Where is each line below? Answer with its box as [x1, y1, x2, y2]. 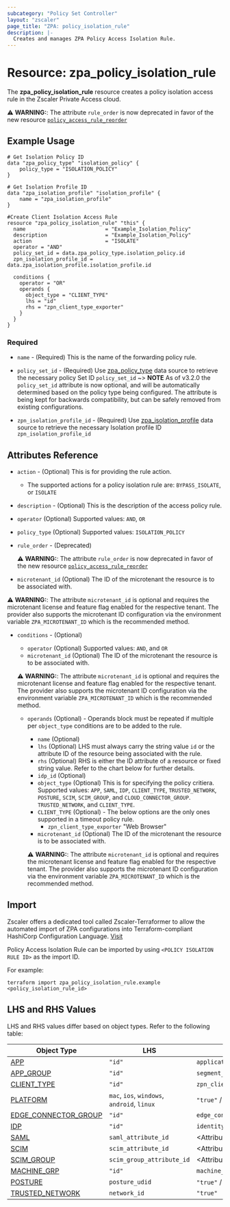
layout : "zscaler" [7, 16, 60, 23]
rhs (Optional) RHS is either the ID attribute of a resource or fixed [37, 756, 221, 765]
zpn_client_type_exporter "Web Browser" [47, 822, 167, 830]
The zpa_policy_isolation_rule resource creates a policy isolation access [7, 88, 214, 96]
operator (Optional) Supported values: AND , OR [16, 514, 146, 523]
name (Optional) [37, 734, 80, 743]
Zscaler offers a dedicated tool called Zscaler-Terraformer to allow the [7, 917, 205, 926]
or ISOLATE [27, 488, 57, 496]
